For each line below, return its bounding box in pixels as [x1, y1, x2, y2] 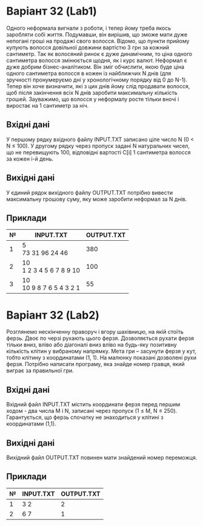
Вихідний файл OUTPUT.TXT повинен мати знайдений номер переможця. [6, 454, 198, 461]
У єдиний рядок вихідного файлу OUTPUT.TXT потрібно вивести [6, 189, 173, 196]
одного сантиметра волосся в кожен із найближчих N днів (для [6, 69, 171, 77]
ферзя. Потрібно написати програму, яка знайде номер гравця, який [6, 361, 185, 368]
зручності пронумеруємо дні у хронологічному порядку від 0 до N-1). [6, 76, 188, 83]
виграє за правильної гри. [6, 367, 74, 375]
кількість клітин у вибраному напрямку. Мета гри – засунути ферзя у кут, [6, 348, 197, 355]
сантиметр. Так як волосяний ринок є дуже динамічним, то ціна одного [6, 50, 193, 57]
